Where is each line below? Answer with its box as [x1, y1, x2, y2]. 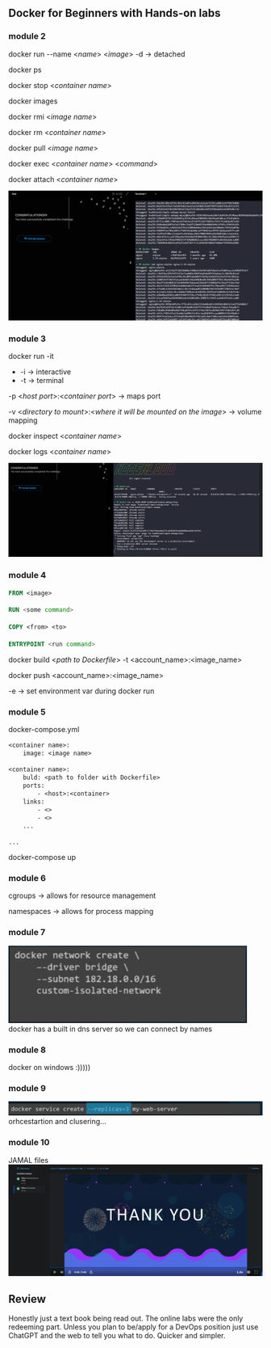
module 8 [8, 1044, 47, 1055]
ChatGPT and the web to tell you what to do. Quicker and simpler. [8, 1331, 226, 1341]
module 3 [8, 333, 47, 344]
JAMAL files [8, 1155, 49, 1165]
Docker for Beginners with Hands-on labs [8, 6, 221, 20]
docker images [8, 96, 58, 106]
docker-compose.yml [8, 725, 80, 735]
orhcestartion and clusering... [8, 1117, 106, 1127]
